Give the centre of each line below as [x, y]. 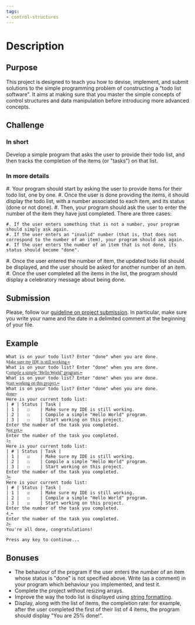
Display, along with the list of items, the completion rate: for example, [98, 603]
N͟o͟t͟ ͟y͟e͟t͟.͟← [15, 430]
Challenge [25, 125]
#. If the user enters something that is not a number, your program [93, 224]
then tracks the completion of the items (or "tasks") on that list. [82, 161]
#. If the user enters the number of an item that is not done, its [91, 245]
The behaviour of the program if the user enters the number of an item [100, 572]
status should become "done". [43, 250]
